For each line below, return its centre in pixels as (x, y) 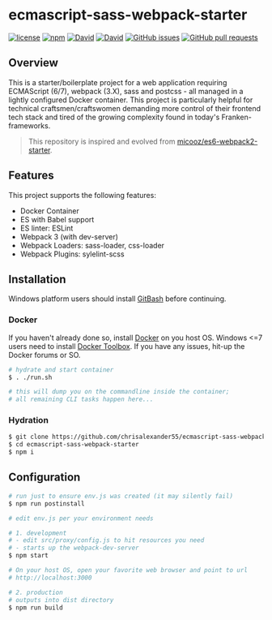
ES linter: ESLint (47, 228)
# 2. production (36, 592)
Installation (37, 279)
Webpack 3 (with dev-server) (69, 236)
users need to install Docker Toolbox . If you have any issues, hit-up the (127, 346)
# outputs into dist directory (61, 600)
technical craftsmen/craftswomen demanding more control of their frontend (135, 108)
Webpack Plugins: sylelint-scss (72, 254)
